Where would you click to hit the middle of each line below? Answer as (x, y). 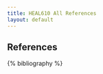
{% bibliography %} (35, 63)
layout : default (30, 20)
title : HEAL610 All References (52, 13)
